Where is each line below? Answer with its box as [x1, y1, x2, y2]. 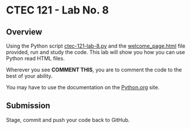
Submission [6, 101, 51, 111]
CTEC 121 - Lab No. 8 [6, 4, 110, 17]
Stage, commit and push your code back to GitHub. [6, 116, 130, 123]
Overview [6, 27, 43, 37]
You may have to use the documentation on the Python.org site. [6, 84, 160, 91]
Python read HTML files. [6, 55, 65, 62]
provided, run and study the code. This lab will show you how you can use [6, 49, 186, 56]
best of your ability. [6, 73, 53, 79]
